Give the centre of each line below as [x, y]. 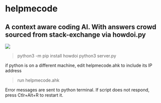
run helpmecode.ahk [38, 80]
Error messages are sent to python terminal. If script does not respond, [77, 90]
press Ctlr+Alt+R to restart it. [34, 95]
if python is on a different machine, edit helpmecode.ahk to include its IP [79, 65]
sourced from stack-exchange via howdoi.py [76, 34]
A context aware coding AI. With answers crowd [81, 27]
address [13, 71]
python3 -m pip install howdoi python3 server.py [67, 56]
